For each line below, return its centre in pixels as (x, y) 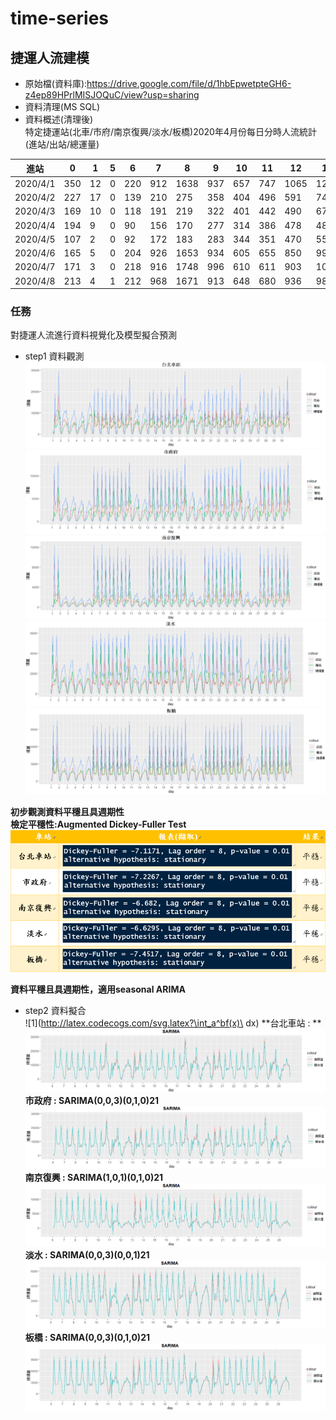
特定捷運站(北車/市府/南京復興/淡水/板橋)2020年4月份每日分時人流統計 (170, 131)
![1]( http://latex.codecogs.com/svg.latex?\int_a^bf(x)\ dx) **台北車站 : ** (173, 1023)
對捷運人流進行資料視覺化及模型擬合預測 (93, 335)
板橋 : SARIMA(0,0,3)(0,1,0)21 (87, 1337)
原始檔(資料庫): (56, 83)
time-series (60, 18)
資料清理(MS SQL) (62, 106)
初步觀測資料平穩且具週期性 (67, 811)
